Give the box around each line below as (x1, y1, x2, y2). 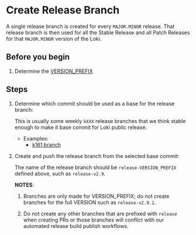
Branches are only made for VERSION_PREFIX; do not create (23, 192, 170, 199)
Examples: (23, 135, 49, 142)
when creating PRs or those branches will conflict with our (23, 216, 164, 223)
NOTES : (14, 181, 34, 188)
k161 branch (32, 141, 61, 148)
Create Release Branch (6, 3, 120, 17)
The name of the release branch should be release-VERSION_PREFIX (14, 164, 177, 171)
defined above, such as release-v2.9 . (14, 170, 106, 177)
